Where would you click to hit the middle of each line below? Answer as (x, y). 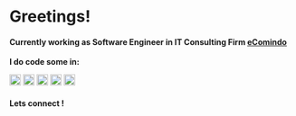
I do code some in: (44, 62)
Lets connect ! (37, 103)
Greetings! (50, 17)
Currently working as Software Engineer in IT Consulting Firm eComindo (148, 41)
